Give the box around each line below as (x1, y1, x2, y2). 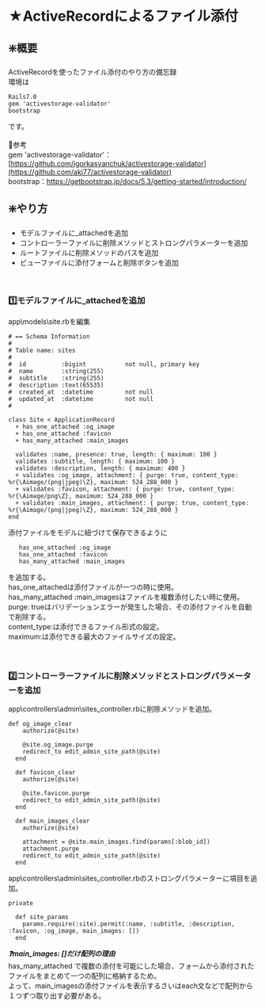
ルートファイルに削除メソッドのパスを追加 (19, 247, 159, 258)
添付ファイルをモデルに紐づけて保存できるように (8, 528, 168, 537)
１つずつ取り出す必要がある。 (8, 991, 105, 1001)
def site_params (15, 913, 69, 922)
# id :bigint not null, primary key (8, 361, 200, 368)
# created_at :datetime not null (8, 388, 154, 396)
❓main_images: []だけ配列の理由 (8, 949, 116, 959)
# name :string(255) (8, 368, 104, 376)
